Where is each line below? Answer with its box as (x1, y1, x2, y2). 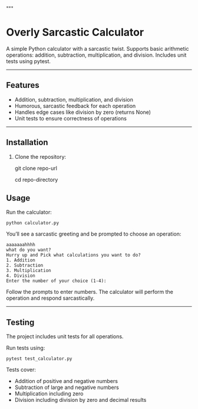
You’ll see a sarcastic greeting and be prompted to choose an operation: (6, 230, 181, 238)
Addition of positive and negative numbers (14, 378, 118, 385)
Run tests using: (6, 345, 45, 352)
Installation (6, 138, 48, 148)
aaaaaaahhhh (6, 242, 35, 248)
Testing (6, 317, 35, 327)
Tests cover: (6, 366, 37, 374)
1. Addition (6, 257, 35, 263)
